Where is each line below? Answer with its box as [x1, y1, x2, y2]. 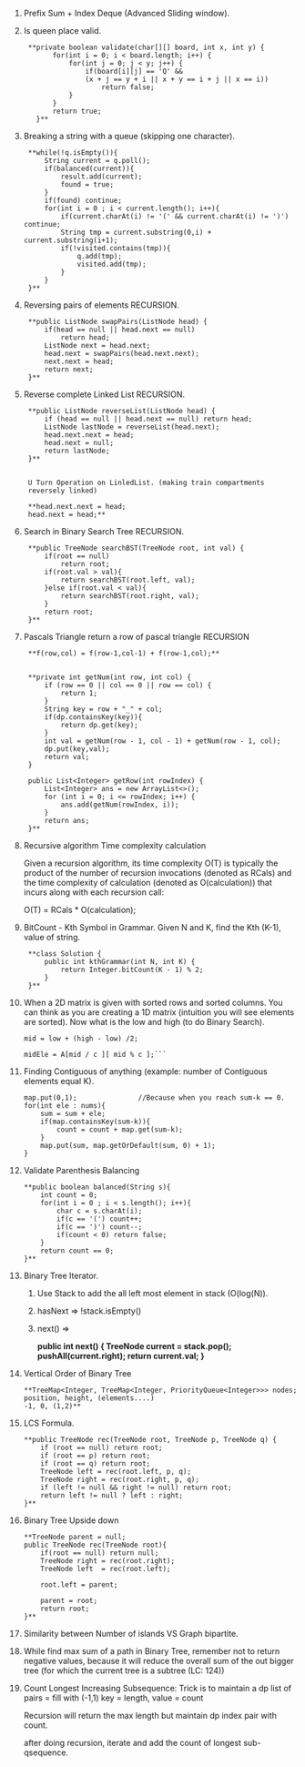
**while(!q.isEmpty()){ [27, 148, 118, 157]
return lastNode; [44, 446, 110, 455]
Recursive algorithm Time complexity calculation [23, 840, 207, 850]
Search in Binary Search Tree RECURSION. [23, 526, 185, 536]
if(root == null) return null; [40, 1549, 159, 1558]
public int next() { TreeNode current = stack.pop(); [36, 1341, 232, 1351]
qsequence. [23, 1747, 69, 1758]
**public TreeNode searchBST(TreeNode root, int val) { [27, 543, 245, 553]
